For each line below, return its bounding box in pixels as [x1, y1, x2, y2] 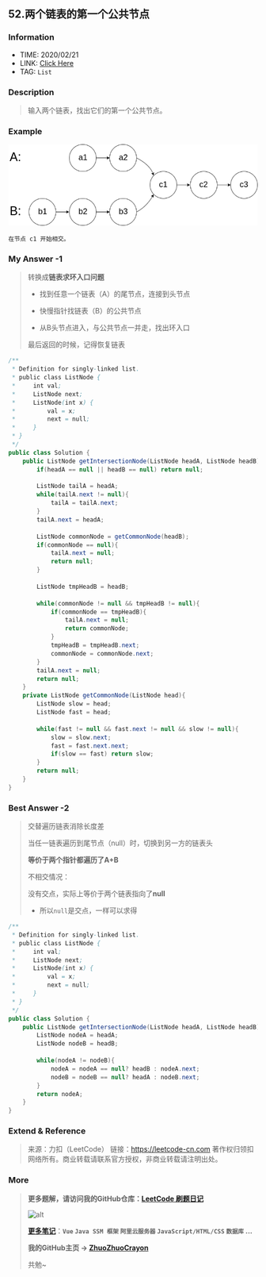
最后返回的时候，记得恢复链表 [27, 340, 125, 349]
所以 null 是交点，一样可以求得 [39, 906, 138, 915]
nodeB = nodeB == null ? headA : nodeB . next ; [50, 1073, 200, 1081]
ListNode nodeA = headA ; [36, 1031, 119, 1040]
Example [8, 125, 43, 137]
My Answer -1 [8, 253, 63, 264]
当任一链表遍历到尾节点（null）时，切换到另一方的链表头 [27, 838, 214, 848]
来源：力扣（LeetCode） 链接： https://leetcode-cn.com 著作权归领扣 [27, 1144, 255, 1154]
